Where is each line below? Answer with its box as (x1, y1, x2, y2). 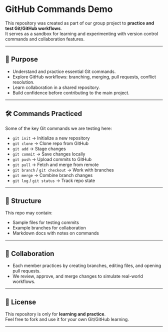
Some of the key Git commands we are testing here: (5, 125, 112, 131)
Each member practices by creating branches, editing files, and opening (12, 262, 161, 268)
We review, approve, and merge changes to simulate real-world (12, 273, 143, 279)
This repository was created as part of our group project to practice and (5, 20, 154, 26)
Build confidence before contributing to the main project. (12, 89, 130, 95)
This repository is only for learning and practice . (5, 311, 106, 317)
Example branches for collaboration (12, 225, 86, 231)
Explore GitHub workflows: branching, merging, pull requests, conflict (12, 73, 156, 79)
